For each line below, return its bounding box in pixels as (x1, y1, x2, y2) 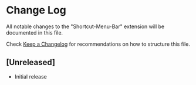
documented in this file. (6, 29, 63, 36)
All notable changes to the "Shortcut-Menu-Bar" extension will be (6, 23, 165, 30)
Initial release (14, 73, 47, 80)
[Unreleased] (6, 57, 56, 67)
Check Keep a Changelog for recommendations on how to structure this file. (6, 40, 191, 47)
